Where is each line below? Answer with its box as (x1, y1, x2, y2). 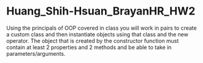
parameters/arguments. (6, 50, 66, 57)
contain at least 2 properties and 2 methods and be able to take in (6, 44, 172, 51)
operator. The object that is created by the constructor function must (6, 37, 179, 44)
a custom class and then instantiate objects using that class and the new (6, 30, 189, 38)
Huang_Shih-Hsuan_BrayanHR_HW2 (6, 4, 196, 18)
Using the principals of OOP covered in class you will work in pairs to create (6, 24, 197, 31)
